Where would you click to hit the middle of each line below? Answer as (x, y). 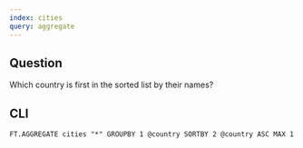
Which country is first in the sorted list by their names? (112, 85)
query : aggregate (42, 26)
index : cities (36, 18)
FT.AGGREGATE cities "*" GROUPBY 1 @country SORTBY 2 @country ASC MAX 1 (152, 134)
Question (36, 63)
